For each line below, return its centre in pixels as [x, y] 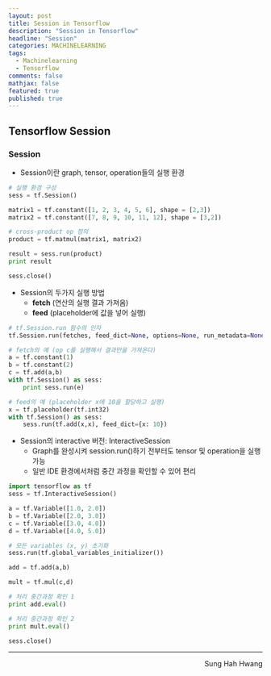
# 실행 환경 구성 [32, 188]
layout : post [30, 16]
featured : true [34, 91]
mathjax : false [34, 83]
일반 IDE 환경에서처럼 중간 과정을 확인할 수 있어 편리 [114, 471]
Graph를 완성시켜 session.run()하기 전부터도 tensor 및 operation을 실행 [146, 451]
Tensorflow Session [60, 131]
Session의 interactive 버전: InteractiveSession [95, 441]
